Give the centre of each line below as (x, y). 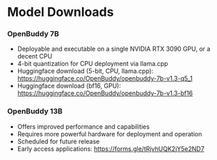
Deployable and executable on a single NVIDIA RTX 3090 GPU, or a (114, 49)
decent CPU (35, 56)
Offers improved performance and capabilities (83, 127)
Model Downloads (61, 12)
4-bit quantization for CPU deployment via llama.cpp (93, 64)
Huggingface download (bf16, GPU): (69, 86)
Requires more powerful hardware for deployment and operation (110, 134)
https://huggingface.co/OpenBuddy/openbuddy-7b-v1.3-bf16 (105, 93)
